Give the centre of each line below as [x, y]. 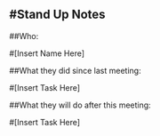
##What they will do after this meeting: [80, 105]
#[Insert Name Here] [47, 53]
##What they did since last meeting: [75, 70]
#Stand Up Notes [57, 15]
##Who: [24, 36]
